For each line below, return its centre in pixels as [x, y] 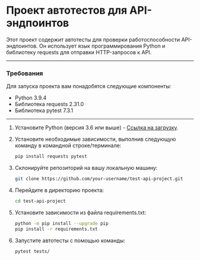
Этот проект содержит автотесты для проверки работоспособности [93, 39]
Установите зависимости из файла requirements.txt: [80, 212]
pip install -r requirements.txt [56, 229]
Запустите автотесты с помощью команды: [70, 240]
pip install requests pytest [51, 157]
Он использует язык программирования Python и [102, 46]
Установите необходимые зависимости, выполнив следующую [95, 139]
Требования [25, 73]
